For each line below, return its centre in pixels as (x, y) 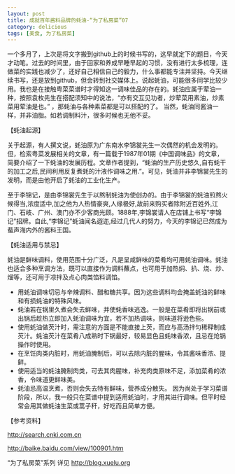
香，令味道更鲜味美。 (48, 379)
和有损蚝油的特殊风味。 (51, 301)
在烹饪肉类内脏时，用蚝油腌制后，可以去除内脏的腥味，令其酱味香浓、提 (121, 354)
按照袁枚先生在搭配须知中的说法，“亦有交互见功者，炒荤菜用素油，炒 (119, 98)
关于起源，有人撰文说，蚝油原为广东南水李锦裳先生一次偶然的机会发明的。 (114, 145)
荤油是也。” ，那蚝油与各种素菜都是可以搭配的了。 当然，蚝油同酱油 (116, 106)
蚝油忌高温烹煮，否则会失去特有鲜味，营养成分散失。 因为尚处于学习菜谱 (122, 389)
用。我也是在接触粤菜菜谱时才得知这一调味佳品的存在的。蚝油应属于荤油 (111, 89)
